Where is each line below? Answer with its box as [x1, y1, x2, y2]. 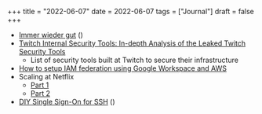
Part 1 [30, 80, 49, 90]
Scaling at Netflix [18, 72, 75, 81]
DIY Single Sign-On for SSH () [18, 97, 115, 106]
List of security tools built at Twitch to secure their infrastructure [30, 55, 238, 64]
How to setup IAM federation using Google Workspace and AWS [18, 64, 227, 73]
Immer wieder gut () [18, 31, 84, 39]
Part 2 [30, 89, 50, 97]
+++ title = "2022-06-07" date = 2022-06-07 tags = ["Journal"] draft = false [7, 7, 254, 16]
